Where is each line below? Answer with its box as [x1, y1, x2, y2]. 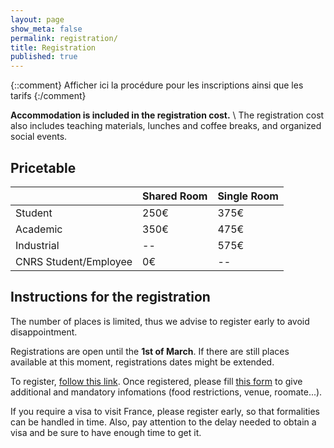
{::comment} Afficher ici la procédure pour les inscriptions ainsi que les [10, 79, 304, 91]
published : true [10, 52, 78, 62]
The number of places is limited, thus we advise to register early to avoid [10, 315, 310, 327]
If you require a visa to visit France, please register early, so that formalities [10, 405, 320, 417]
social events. [10, 131, 68, 143]
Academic [15, 222, 63, 236]
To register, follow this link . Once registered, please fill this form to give [10, 375, 303, 387]
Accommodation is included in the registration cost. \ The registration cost [10, 109, 325, 121]
